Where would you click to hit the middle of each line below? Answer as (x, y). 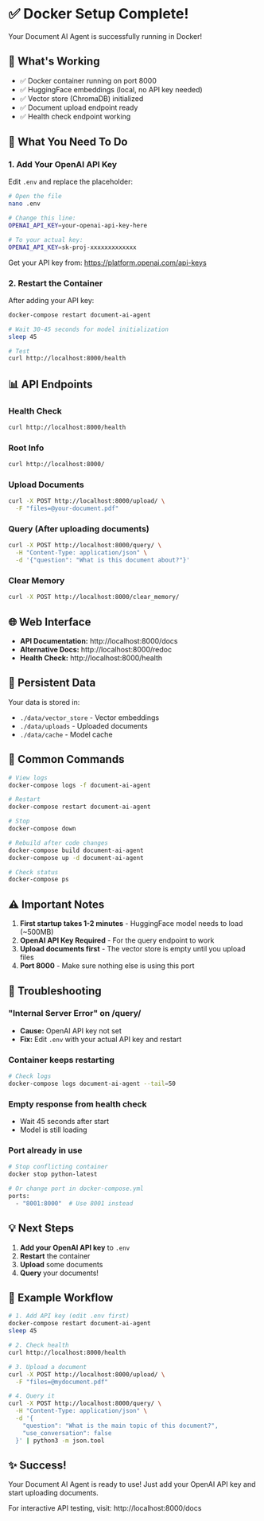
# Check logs (30, 1076)
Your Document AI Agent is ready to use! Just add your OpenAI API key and (132, 1484)
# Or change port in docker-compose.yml (76, 1189)
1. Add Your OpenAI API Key (63, 165)
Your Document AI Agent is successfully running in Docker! (105, 36)
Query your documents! (59, 1273)
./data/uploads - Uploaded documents (84, 725)
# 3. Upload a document (48, 1367)
